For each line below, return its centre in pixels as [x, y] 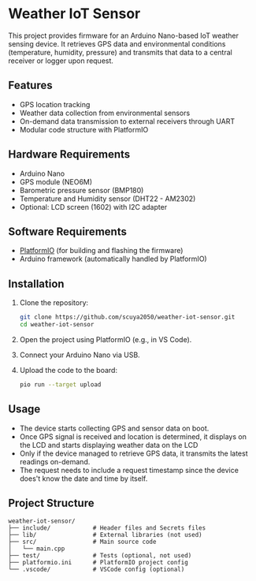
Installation [36, 283]
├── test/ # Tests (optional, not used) [100, 556]
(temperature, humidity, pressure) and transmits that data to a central [120, 52]
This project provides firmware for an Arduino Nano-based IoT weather [123, 35]
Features [30, 86]
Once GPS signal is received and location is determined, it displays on [133, 436]
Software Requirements [68, 231]
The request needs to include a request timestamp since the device [129, 470]
